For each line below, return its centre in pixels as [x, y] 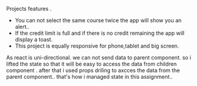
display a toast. [34, 39]
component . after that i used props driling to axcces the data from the [93, 70]
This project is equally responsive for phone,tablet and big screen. [97, 46]
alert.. [22, 27]
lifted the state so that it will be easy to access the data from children [92, 64]
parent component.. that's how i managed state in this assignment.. [89, 77]
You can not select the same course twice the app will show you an [98, 20]
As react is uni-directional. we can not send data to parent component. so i [99, 57]
